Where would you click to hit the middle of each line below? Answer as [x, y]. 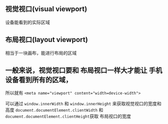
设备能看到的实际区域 [27, 22]
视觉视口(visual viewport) [46, 9]
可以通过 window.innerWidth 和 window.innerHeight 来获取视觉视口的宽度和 [83, 104]
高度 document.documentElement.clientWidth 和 [54, 110]
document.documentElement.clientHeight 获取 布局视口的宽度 [68, 116]
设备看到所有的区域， [39, 80]
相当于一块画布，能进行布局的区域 [41, 53]
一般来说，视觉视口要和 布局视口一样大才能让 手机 [84, 71]
